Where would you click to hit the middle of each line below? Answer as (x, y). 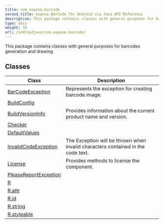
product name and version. (97, 117)
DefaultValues (24, 132)
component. (80, 166)
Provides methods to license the (102, 161)
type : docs (16, 23)
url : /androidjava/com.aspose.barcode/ (46, 32)
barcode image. (84, 95)
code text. (77, 153)
